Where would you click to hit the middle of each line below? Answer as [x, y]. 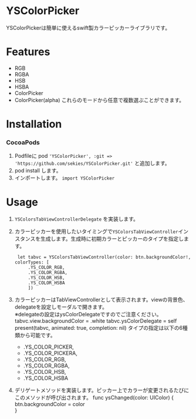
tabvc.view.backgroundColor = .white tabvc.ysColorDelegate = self [96, 321]
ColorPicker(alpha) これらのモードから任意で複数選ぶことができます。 [99, 100]
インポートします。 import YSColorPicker [65, 178]
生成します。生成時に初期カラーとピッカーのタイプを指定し [112, 239]
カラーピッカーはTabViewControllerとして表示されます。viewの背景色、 [101, 300]
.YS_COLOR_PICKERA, [50, 353]
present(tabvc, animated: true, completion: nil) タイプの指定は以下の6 [99, 328]
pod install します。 [38, 171]
